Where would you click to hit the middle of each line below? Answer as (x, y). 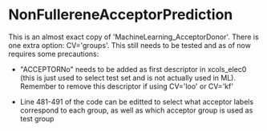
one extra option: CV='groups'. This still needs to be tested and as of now (129, 45)
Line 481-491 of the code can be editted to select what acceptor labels (137, 101)
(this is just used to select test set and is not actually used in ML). (128, 77)
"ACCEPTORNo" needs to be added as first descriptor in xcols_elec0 (133, 69)
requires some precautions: (54, 54)
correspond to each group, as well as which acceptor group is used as (136, 110)
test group (37, 118)
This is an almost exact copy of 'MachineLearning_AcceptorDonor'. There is (133, 37)
